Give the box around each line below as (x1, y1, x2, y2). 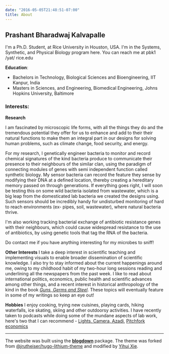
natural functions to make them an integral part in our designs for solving (5, 135, 156, 141)
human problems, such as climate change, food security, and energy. (5, 140, 149, 146)
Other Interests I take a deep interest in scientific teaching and (5, 249, 136, 255)
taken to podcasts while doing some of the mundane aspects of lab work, (5, 312, 157, 318)
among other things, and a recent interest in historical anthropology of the (5, 281, 158, 287)
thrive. (5, 209, 19, 215)
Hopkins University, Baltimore (12, 90, 74, 96)
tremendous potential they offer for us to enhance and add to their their (5, 130, 153, 136)
